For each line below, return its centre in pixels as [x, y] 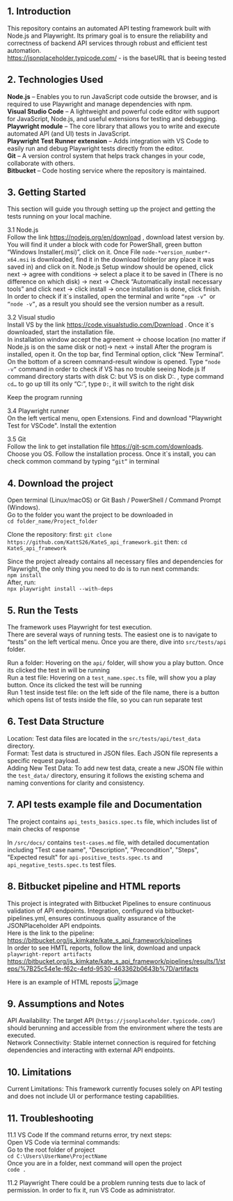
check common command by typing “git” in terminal [83, 462]
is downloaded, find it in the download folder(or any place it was [123, 260]
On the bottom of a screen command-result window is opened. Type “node [114, 362]
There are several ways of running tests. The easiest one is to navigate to [112, 635]
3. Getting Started [47, 193]
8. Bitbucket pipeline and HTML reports [94, 887]
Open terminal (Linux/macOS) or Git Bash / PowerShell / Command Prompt [114, 500]
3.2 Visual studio [31, 317]
